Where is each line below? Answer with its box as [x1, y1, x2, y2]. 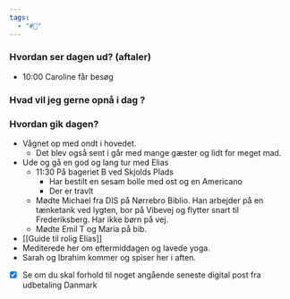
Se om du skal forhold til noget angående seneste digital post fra [21, 269, 261, 280]
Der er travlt [48, 185, 94, 197]
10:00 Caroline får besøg [21, 71, 114, 81]
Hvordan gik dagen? [9, 117, 99, 130]
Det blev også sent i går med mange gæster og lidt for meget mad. [35, 148, 282, 158]
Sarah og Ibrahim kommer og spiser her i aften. [21, 252, 197, 263]
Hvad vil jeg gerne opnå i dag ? [9, 93, 146, 106]
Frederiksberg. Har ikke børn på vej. [35, 214, 168, 225]
